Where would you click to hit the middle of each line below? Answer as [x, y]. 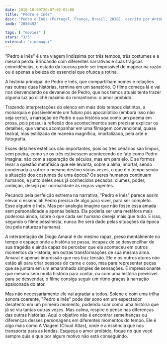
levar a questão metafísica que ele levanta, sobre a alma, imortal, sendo [79, 164]
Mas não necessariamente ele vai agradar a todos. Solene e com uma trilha [82, 294]
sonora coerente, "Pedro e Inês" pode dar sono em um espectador [74, 299]
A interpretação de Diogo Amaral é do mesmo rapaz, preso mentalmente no [83, 236]
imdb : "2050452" [22, 24]
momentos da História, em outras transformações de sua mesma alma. [78, 252]
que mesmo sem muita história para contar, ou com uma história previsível [81, 273]
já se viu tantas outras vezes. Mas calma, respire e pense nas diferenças [80, 310]
